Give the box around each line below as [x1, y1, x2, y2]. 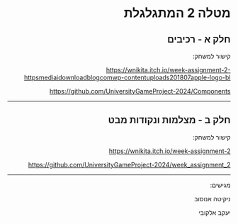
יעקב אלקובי [198, 208, 231, 217]
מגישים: [210, 181, 231, 189]
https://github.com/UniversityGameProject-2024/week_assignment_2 [28, 160, 231, 169]
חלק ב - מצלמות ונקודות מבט [108, 114, 231, 126]
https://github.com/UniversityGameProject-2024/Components [49, 87, 231, 95]
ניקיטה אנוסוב [194, 194, 231, 203]
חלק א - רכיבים [167, 33, 231, 45]
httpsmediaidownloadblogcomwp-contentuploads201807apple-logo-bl [23, 73, 231, 82]
